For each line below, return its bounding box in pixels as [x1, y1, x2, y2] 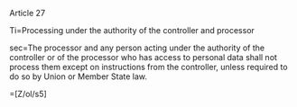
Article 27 [9, 8, 46, 18]
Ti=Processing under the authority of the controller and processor [9, 25, 255, 35]
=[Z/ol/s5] [9, 89, 47, 99]
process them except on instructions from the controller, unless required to [9, 62, 288, 72]
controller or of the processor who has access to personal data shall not [9, 52, 278, 62]
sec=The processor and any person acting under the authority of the [9, 42, 265, 53]
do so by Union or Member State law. [9, 71, 147, 82]
